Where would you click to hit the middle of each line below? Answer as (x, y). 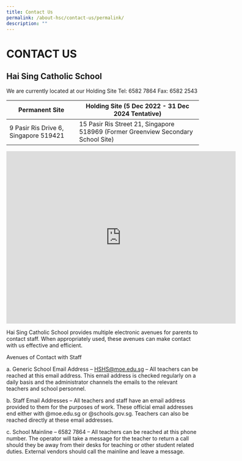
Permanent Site (41, 110)
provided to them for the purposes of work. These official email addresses (100, 407)
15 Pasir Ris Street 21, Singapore (127, 124)
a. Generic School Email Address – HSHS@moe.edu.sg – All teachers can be (102, 369)
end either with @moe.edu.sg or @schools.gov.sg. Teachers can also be (98, 414)
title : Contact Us (30, 12)
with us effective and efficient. (45, 345)
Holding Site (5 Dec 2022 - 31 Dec (137, 106)
